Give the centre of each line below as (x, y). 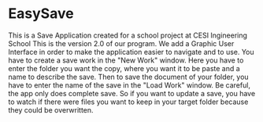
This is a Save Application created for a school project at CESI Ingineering (128, 35)
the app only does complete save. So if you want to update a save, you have (132, 93)
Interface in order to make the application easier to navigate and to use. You (131, 52)
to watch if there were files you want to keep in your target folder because (128, 102)
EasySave (41, 14)
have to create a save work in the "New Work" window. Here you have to (126, 60)
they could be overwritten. (51, 109)
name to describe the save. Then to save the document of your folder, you (129, 77)
